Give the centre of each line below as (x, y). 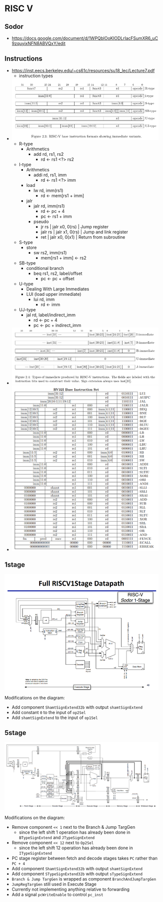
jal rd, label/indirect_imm (51, 315)
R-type (26, 143)
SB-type (27, 263)
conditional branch (45, 268)
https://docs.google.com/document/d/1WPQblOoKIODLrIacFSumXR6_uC (85, 38)
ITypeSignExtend (35, 853)
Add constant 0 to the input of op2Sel (49, 712)
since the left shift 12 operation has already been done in (76, 848)
